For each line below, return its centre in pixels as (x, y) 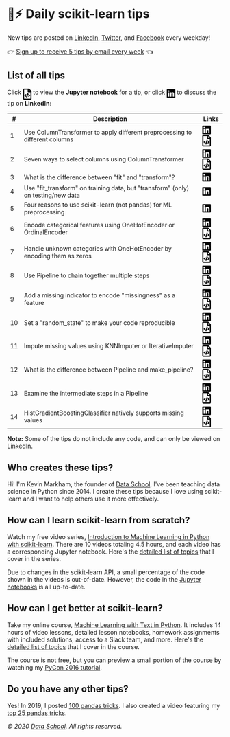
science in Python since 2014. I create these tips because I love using (105, 492)
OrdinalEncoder (46, 232)
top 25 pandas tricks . (37, 713)
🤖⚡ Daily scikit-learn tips (78, 14)
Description (110, 119)
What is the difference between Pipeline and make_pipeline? (108, 370)
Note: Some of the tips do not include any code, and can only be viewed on (114, 439)
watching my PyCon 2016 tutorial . (55, 667)
